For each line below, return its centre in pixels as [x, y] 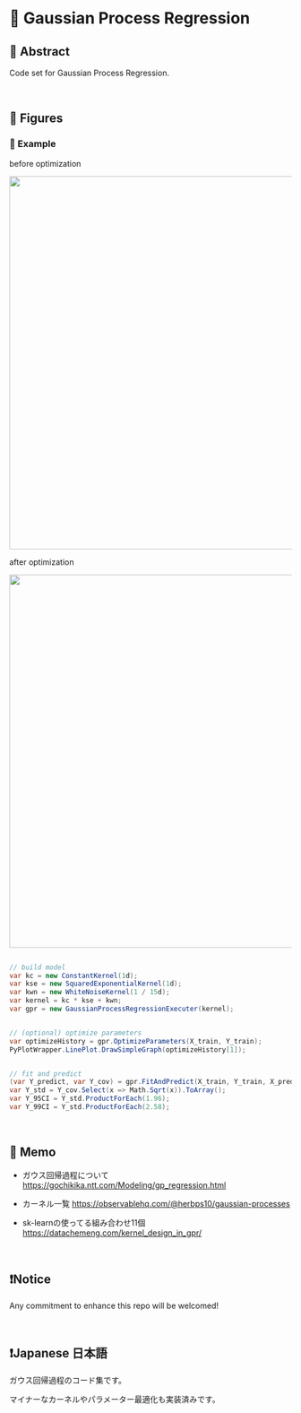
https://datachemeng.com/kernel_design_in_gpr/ [112, 1233]
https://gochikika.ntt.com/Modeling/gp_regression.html [124, 1185]
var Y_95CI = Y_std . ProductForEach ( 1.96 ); [90, 1099]
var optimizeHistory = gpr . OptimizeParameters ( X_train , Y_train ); [136, 1041]
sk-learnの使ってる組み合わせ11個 [84, 1222]
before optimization [45, 163]
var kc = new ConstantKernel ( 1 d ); [74, 975]
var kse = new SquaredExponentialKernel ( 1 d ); [95, 984]
